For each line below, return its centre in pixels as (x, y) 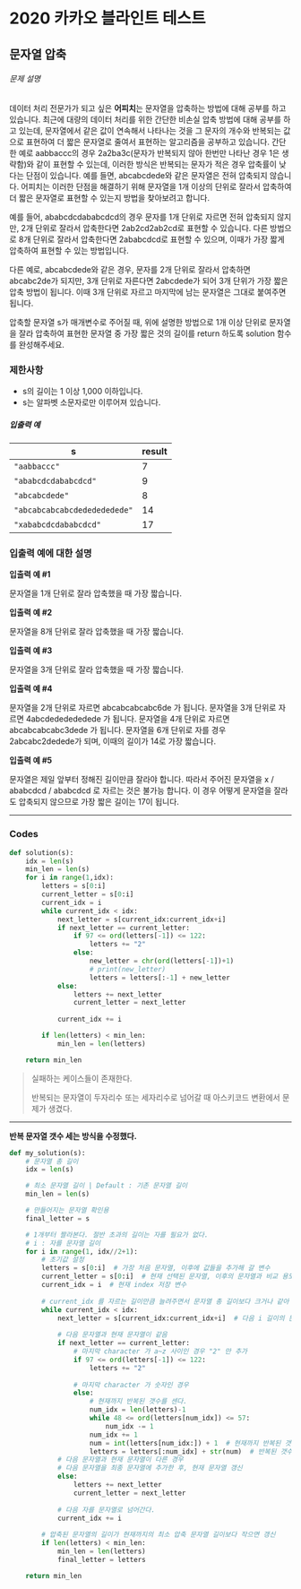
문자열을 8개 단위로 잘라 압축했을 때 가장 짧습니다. (96, 632)
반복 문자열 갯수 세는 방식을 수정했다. (73, 1136)
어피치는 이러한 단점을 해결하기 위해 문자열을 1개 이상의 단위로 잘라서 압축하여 (156, 186)
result (155, 452)
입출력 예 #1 (30, 574)
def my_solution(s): (48, 1153)
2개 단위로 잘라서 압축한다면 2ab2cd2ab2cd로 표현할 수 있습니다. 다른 (145, 228)
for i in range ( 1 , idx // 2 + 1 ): (82, 1251)
